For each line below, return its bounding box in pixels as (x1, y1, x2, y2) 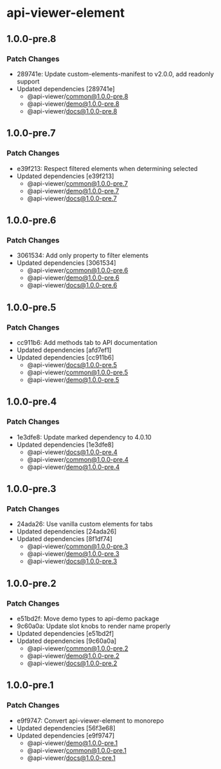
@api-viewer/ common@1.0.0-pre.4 (27, 455, 129, 463)
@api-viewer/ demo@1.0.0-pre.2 (27, 652, 120, 660)
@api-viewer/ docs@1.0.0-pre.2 (27, 659, 117, 667)
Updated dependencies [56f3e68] (16, 723, 116, 732)
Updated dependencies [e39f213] (16, 172, 115, 180)
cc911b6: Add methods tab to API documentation (16, 338, 158, 346)
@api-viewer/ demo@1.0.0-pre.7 (27, 186, 120, 195)
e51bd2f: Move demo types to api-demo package (16, 615, 159, 622)
